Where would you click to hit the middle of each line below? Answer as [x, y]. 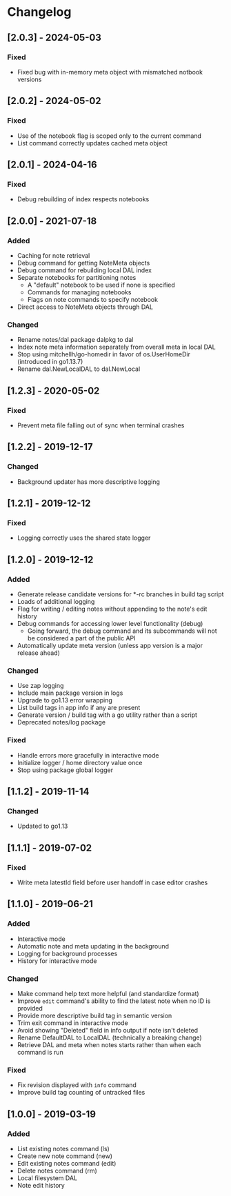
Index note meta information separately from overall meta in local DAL [116, 347]
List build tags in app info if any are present [79, 708]
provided [30, 1008]
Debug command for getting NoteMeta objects [83, 263]
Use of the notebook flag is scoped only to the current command [109, 136]
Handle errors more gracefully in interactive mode [88, 755]
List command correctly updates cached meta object [92, 143]
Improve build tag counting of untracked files [81, 1093]
